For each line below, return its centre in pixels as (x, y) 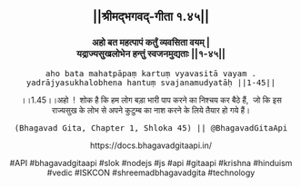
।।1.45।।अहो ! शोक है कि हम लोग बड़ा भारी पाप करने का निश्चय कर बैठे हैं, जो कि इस (151, 100)
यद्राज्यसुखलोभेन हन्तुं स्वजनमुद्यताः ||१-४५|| (151, 54)
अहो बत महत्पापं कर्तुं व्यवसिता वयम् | (151, 43)
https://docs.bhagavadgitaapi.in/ (151, 145)
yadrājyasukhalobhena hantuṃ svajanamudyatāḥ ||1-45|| (151, 82)
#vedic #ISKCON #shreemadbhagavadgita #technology (151, 172)
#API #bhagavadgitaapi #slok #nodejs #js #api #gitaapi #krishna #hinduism (151, 162)
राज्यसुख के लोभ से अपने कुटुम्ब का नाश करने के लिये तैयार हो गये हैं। (151, 110)
